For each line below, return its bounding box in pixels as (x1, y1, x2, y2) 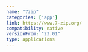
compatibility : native (6, 25, 63, 32)
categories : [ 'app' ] (6, 14, 58, 20)
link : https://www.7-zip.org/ (6, 20, 83, 26)
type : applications (6, 36, 55, 42)
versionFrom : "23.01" (6, 31, 61, 37)
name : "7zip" (6, 8, 39, 15)
